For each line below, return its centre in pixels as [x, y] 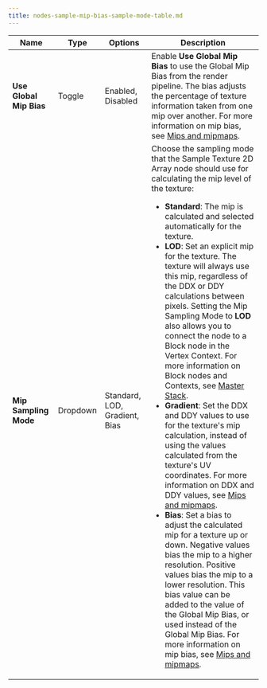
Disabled [121, 100]
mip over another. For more [201, 115]
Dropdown [77, 410]
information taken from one [201, 106]
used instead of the [201, 624]
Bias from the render [189, 76]
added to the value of [205, 604]
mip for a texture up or [207, 534]
